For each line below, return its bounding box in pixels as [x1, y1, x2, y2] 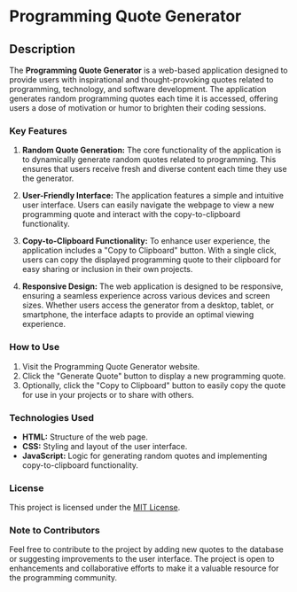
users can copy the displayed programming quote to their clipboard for [21, 254, 282, 265]
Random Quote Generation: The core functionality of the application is [21, 144, 282, 156]
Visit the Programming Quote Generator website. [21, 361, 200, 371]
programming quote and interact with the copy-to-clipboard [21, 209, 241, 220]
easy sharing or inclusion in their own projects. [21, 264, 193, 275]
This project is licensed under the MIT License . [9, 502, 181, 513]
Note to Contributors [9, 525, 100, 537]
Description [9, 42, 75, 57]
